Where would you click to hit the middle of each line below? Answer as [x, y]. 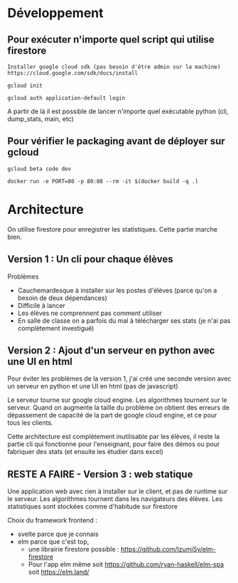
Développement [56, 13]
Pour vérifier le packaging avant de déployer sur [116, 141]
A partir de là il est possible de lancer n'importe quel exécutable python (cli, [118, 111]
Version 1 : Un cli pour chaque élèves [90, 259]
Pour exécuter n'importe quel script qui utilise [111, 40]
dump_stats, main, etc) [41, 119]
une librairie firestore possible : [74, 550]
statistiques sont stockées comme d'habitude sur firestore [92, 507]
